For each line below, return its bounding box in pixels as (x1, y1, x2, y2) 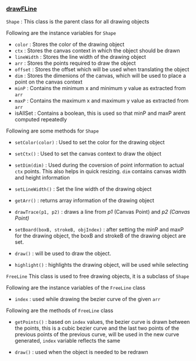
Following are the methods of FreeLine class (6, 307, 114, 314)
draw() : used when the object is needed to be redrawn (14, 349, 148, 356)
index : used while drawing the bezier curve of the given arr (14, 296, 161, 303)
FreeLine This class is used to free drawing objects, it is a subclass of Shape (6, 273, 190, 280)
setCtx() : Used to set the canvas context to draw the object (14, 150, 162, 157)
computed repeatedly (14, 116, 67, 123)
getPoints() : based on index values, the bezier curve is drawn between (14, 319, 190, 326)
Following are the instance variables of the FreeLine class (6, 284, 146, 292)
